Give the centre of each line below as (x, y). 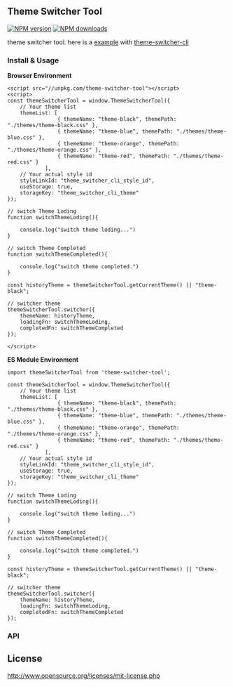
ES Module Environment (43, 360)
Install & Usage (33, 60)
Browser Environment (40, 76)
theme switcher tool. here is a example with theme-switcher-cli (98, 42)
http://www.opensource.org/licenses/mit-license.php (84, 675)
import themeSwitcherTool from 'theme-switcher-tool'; (89, 373)
